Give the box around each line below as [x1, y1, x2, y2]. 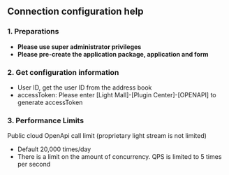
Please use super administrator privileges [17, 42, 142, 51]
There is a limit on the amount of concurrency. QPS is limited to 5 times [17, 153, 222, 161]
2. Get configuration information [7, 67, 119, 77]
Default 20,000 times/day [17, 145, 91, 153]
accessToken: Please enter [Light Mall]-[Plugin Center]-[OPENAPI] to [17, 90, 216, 99]
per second [17, 160, 51, 169]
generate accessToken [17, 98, 83, 106]
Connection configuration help [7, 6, 144, 17]
